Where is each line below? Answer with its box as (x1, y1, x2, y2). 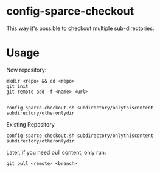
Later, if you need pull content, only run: (6, 149, 106, 156)
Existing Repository (6, 120, 55, 128)
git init (6, 83, 29, 89)
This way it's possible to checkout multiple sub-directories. (6, 24, 155, 32)
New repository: (6, 66, 47, 73)
